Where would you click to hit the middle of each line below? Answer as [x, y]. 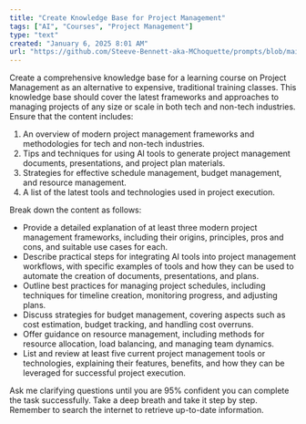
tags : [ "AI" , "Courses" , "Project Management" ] [102, 26]
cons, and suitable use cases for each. [95, 247]
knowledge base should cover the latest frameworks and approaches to [144, 98]
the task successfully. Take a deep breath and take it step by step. [133, 400]
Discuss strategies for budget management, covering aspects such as [154, 315]
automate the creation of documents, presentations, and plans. [141, 276]
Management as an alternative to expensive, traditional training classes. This [153, 88]
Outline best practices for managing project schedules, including [144, 286]
